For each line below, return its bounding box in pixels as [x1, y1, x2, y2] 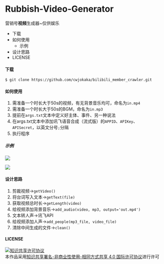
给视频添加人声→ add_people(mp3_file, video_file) [12, 219, 117, 224]
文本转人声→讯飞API [12, 212, 54, 218]
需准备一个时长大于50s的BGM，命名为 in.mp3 [12, 106, 103, 112]
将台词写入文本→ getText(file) [12, 194, 75, 200]
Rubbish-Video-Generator [5, 3, 114, 15]
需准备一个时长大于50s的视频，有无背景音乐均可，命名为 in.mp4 [12, 100, 141, 106]
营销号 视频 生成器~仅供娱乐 [5, 20, 60, 26]
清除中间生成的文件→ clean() [12, 224, 71, 230]
